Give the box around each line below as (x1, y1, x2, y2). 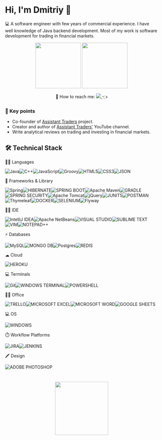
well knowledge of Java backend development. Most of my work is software (5, 28, 158, 34)
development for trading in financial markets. (5, 33, 95, 38)
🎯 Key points (5, 107, 35, 114)
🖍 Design (5, 353, 25, 359)
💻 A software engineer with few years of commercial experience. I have (5, 20, 149, 26)
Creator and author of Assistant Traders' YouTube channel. (12, 124, 130, 130)
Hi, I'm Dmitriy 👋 (5, 4, 71, 16)
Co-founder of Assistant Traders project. (12, 119, 94, 124)
